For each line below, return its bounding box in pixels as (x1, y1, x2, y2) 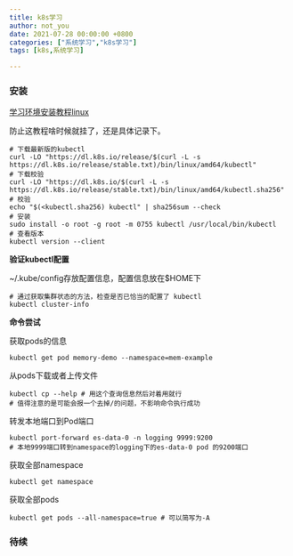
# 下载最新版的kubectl (9, 145, 85, 154)
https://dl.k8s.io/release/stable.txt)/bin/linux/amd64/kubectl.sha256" (9, 186, 285, 195)
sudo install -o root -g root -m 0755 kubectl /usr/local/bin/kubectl (9, 220, 277, 230)
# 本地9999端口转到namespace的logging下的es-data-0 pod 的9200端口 (9, 443, 249, 452)
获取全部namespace (9, 460, 84, 471)
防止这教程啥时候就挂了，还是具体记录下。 (9, 125, 166, 136)
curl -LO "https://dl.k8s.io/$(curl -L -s (9, 178, 169, 187)
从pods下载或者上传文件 (9, 370, 98, 381)
